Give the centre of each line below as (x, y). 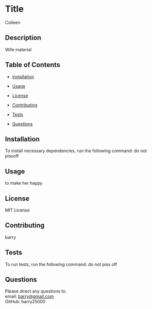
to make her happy (24, 183)
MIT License (17, 210)
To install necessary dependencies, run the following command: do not (76, 151)
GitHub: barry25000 (25, 302)
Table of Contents (33, 65)
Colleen (13, 22)
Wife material (18, 49)
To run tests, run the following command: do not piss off (61, 264)
